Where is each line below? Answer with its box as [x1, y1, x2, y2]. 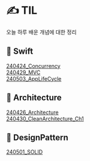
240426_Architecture [6, 109, 59, 116]
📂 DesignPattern [6, 132, 68, 142]
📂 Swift [6, 46, 34, 57]
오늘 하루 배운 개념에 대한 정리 [6, 28, 77, 36]
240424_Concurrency [6, 62, 61, 69]
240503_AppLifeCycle [6, 75, 62, 82]
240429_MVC [6, 69, 41, 76]
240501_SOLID [6, 148, 43, 156]
